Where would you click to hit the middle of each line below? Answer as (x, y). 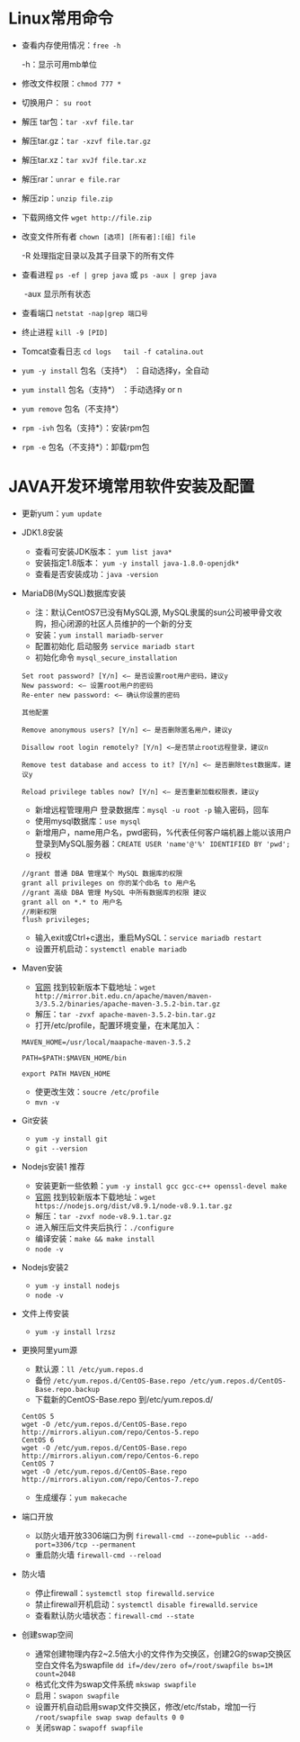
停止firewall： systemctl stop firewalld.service (124, 1593)
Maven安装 (42, 968)
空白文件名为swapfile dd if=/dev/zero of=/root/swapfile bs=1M (154, 1665)
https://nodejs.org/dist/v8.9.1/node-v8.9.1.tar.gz (133, 1206)
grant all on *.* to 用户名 (72, 902)
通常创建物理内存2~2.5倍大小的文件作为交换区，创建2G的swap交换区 (163, 1654)
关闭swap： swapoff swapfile (89, 1727)
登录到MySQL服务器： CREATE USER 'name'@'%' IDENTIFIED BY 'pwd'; (163, 844)
